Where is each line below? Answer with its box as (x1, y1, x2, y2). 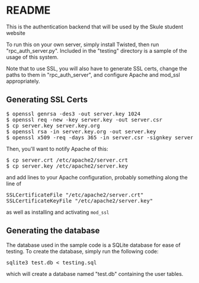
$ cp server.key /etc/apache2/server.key (6, 162, 129, 169)
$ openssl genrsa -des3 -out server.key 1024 (6, 110, 141, 117)
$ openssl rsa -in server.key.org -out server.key (6, 128, 156, 135)
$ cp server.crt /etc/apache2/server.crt (6, 156, 129, 163)
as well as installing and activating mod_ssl (6, 208, 110, 216)
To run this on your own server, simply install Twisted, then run (6, 41, 159, 48)
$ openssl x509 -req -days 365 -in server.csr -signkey (6, 134, 172, 141)
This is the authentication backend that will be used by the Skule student (6, 23, 184, 30)
